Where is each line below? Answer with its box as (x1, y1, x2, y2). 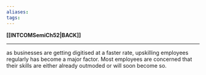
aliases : (6, 9, 29, 15)
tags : (6, 15, 20, 21)
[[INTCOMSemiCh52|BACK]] (6, 31, 82, 38)
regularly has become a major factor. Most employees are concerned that (6, 55, 193, 63)
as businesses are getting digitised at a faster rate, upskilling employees (6, 49, 189, 56)
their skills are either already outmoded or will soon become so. (6, 62, 167, 69)
